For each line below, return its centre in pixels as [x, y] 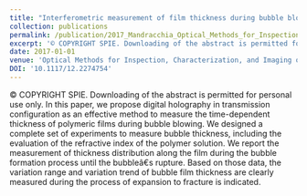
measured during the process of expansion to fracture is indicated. [135, 181]
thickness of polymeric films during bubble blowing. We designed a [136, 123]
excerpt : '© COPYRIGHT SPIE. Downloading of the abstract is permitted [148, 43]
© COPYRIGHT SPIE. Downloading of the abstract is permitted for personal [151, 94]
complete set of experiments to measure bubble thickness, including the [146, 133]
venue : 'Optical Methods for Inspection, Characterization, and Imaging [151, 60]
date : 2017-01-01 [42, 52]
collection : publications [58, 26]
